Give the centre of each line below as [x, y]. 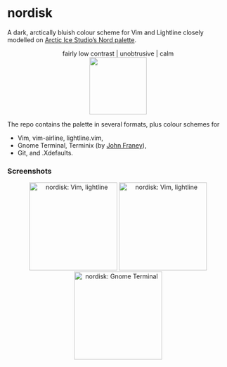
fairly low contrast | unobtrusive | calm [118, 53]
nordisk [30, 13]
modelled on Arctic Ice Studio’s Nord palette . [72, 39]
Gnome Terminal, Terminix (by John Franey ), [82, 145]
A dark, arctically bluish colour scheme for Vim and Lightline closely [105, 32]
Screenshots [30, 171]
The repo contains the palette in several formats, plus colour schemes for [113, 124]
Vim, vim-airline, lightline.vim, [60, 138]
